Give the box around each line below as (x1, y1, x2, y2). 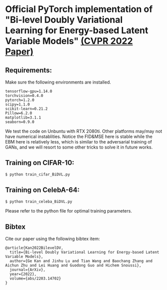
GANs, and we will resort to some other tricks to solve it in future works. (5, 144, 153, 150)
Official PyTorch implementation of (5, 3, 153, 15)
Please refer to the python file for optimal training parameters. (5, 208, 132, 214)
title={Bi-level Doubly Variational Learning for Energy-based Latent (9, 250, 160, 255)
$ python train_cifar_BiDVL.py (5, 171, 70, 177)
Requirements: (5, 66, 52, 74)
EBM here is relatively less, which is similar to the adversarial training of (5, 139, 152, 144)
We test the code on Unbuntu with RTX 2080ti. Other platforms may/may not (5, 128, 163, 134)
